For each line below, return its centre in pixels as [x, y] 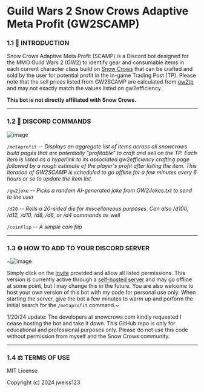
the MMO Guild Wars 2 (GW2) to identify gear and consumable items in [96, 62]
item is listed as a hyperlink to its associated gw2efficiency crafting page [98, 159]
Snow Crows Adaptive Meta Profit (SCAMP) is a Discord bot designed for [98, 56]
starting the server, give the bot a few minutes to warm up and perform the [100, 299]
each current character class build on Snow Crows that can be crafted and [100, 69]
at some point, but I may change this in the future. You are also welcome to [100, 286]
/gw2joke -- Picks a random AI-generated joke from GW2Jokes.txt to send [100, 190]
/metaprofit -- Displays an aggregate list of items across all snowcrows [97, 146]
